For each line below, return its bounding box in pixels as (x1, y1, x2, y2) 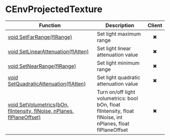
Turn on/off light (97, 88, 136, 96)
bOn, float (97, 101, 120, 108)
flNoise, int (97, 114, 122, 121)
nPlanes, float (97, 120, 130, 127)
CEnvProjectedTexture (5, 4, 103, 15)
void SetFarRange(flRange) (8, 33, 72, 40)
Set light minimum (97, 59, 140, 66)
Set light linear (97, 44, 132, 52)
